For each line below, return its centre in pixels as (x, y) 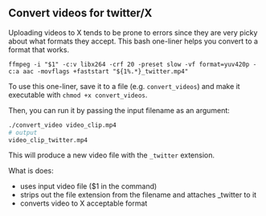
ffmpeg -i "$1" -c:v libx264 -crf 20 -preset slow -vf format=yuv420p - (133, 64)
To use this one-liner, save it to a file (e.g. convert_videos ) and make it (124, 86)
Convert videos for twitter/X (80, 13)
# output (23, 132)
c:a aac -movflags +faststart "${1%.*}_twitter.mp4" (98, 71)
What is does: (31, 171)
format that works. (39, 49)
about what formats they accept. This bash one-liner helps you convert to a (133, 41)
